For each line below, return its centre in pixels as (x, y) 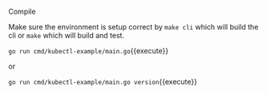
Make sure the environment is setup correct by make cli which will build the (133, 27)
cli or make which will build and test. (67, 35)
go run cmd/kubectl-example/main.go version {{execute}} (103, 82)
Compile (22, 12)
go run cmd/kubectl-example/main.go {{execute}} (89, 51)
